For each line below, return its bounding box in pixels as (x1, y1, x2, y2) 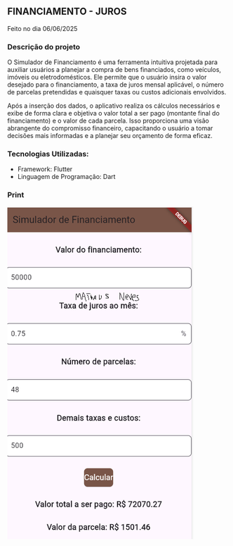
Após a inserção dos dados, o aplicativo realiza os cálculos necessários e (7, 101, 220, 110)
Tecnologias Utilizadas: (7, 149, 89, 159)
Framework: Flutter (17, 165, 73, 173)
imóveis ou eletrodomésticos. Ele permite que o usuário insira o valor (7, 73, 207, 82)
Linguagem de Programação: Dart (17, 173, 116, 181)
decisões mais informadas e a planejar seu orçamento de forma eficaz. (7, 132, 213, 140)
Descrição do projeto (7, 42, 81, 51)
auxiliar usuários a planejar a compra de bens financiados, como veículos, (7, 66, 222, 74)
